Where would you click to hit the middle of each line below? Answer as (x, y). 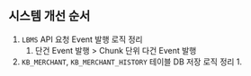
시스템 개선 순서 (49, 16)
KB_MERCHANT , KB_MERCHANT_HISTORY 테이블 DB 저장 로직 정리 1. (132, 62)
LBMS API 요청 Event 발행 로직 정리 (82, 39)
